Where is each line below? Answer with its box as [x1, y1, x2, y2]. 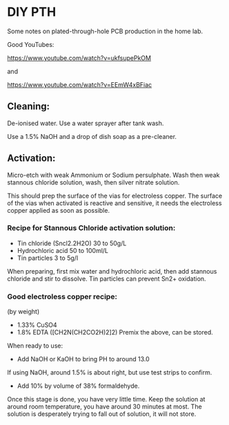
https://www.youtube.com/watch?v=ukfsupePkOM [7, 53, 152, 62]
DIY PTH [7, 4, 57, 20]
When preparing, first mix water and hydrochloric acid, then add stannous [7, 267, 217, 275]
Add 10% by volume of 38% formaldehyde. [17, 381, 140, 390]
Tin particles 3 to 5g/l [17, 254, 79, 262]
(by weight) [7, 308, 40, 316]
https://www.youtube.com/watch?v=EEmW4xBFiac [7, 80, 152, 88]
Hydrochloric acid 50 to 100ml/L [17, 246, 109, 254]
